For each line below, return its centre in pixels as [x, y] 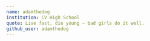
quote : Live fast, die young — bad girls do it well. [76, 23]
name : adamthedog [28, 12]
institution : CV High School [43, 17]
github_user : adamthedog [37, 29]
